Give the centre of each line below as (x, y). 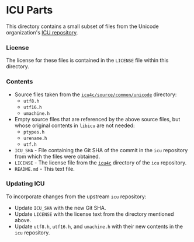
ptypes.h (34, 132)
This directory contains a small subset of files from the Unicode (82, 26)
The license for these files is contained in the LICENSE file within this (87, 60)
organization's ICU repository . (42, 32)
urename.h (35, 138)
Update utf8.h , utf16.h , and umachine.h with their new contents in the (98, 226)
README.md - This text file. (44, 169)
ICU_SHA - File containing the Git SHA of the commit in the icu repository (101, 150)
